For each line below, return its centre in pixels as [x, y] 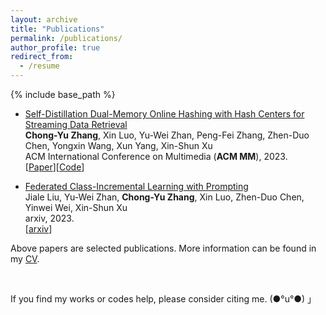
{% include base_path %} [63, 94]
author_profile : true [55, 47]
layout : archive [44, 19]
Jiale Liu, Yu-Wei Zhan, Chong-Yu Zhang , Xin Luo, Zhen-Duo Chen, [164, 197]
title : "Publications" [57, 29]
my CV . [25, 259]
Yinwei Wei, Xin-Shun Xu [76, 207]
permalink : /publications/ [66, 38]
